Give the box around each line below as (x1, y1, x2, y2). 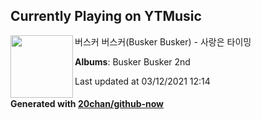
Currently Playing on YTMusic (10, 8, 202, 25)
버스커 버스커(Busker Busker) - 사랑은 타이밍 (74, 35, 252, 48)
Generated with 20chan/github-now (10, 98, 165, 110)
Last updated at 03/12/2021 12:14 (74, 75, 211, 87)
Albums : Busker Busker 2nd (74, 55, 191, 68)
